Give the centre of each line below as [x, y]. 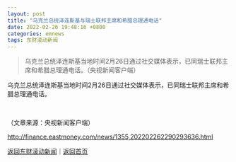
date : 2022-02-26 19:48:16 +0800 [57, 27]
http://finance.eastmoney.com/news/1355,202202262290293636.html [110, 137]
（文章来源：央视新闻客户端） [51, 123]
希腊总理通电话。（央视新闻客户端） [88, 70]
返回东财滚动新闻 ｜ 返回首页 [48, 151]
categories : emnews [36, 34]
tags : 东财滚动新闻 [33, 40]
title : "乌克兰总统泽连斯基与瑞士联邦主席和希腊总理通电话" [85, 21]
